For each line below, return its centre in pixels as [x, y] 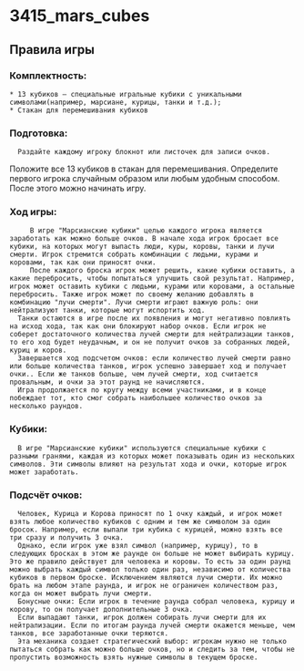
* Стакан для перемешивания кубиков [79, 110]
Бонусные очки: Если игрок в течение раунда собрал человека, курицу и [157, 602]
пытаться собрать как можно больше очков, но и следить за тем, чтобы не [152, 650]
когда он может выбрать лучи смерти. [81, 594]
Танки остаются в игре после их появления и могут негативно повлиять [154, 319]
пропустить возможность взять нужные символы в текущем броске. [134, 657]
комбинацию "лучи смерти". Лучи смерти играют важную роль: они [134, 303]
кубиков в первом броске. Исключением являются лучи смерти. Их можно [146, 578]
